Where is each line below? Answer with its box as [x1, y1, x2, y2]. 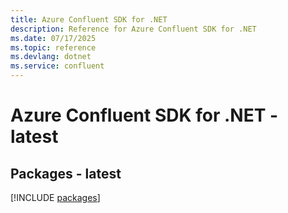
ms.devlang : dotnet [10, 52, 92, 62]
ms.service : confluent [10, 61, 105, 71]
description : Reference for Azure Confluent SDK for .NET [10, 24, 257, 34]
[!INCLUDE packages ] [10, 192, 101, 203]
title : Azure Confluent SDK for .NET [10, 14, 168, 25]
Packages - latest [10, 165, 122, 182]
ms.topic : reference [10, 42, 97, 53]
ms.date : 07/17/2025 [10, 33, 97, 43]
